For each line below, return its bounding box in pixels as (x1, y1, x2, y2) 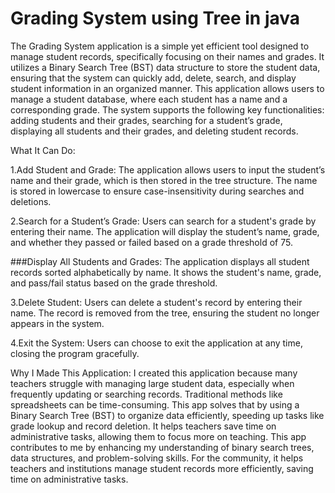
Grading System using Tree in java (10, 7, 301, 30)
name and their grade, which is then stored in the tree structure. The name (10, 174, 318, 186)
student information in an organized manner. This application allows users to (10, 82, 325, 94)
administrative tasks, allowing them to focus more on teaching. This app (10, 430, 307, 442)
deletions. (10, 195, 52, 207)
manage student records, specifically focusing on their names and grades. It (10, 50, 325, 62)
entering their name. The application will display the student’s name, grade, (10, 225, 320, 237)
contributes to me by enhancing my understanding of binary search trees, (10, 441, 315, 453)
